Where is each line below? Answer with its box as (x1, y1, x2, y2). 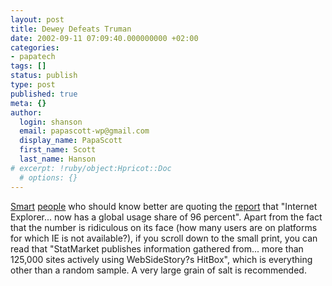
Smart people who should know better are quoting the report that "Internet (10, 200, 318, 212)
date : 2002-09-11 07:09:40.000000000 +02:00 (10, 33, 199, 43)
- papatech (10, 52, 56, 62)
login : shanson (19, 117, 83, 127)
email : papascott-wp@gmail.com (19, 126, 150, 136)
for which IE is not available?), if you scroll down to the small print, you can (10, 232, 318, 244)
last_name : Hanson (19, 154, 97, 164)
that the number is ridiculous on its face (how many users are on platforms (10, 221, 318, 233)
